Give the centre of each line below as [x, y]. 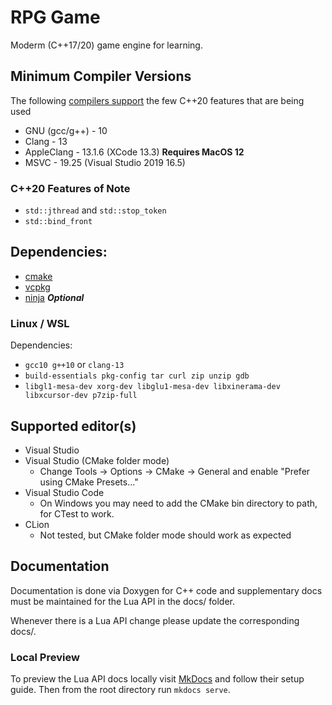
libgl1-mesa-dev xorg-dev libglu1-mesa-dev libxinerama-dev [152, 387]
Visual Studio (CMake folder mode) [97, 460]
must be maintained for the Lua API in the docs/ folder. [122, 601]
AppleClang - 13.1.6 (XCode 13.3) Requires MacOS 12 [134, 152]
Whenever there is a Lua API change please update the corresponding [155, 620]
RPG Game [55, 17]
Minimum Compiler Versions [101, 76]
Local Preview [45, 657]
